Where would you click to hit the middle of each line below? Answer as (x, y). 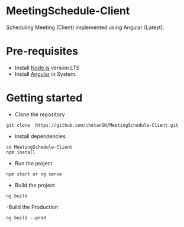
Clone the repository (40, 114)
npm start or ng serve (34, 174)
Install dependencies (40, 136)
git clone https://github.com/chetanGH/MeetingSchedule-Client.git (92, 125)
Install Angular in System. (46, 74)
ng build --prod (26, 218)
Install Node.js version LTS (47, 68)
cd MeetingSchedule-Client (39, 147)
